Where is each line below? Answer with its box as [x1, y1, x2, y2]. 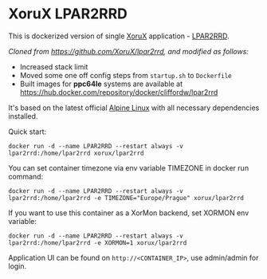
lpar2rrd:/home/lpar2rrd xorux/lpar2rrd [8, 149, 145, 157]
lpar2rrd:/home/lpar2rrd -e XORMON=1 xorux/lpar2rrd [8, 238, 187, 247]
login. [8, 261, 27, 271]
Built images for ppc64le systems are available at [19, 79, 183, 88]
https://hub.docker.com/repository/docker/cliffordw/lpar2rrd [19, 87, 218, 96]
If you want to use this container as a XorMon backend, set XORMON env [8, 208, 249, 218]
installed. [8, 111, 38, 120]
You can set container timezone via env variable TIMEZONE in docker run [8, 163, 249, 172]
